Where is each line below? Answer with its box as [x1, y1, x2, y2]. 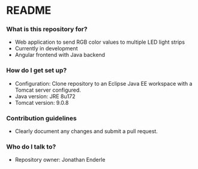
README [6, 4, 52, 17]
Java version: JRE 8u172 [14, 92, 76, 99]
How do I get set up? [6, 67, 67, 75]
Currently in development [14, 45, 78, 52]
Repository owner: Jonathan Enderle [14, 156, 106, 164]
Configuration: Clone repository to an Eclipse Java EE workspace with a [14, 80, 193, 87]
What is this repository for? [6, 25, 88, 34]
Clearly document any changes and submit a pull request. [14, 128, 158, 135]
